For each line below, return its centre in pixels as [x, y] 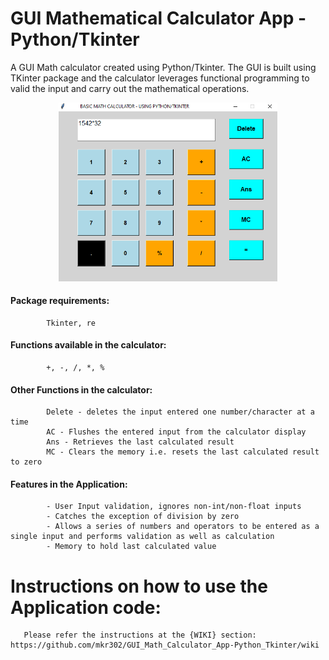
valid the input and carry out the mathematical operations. [130, 88]
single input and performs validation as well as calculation [142, 537]
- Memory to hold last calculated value [131, 547]
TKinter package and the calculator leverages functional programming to [160, 78]
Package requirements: [60, 301]
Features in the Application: [69, 484]
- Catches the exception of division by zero [143, 517]
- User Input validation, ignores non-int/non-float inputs [174, 507]
